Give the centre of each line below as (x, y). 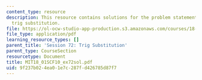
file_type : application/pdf (41, 34)
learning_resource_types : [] (43, 40)
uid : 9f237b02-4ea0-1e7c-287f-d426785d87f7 (62, 68)
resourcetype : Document (36, 57)
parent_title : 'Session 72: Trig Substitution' (67, 46)
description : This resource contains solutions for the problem (88, 17)
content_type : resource (36, 12)
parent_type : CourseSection (41, 51)
